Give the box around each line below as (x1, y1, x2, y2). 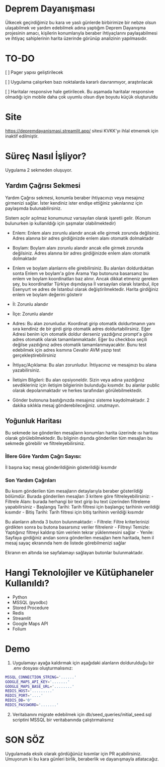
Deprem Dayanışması (5, 3, 95, 14)
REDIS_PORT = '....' (5, 693, 43, 698)
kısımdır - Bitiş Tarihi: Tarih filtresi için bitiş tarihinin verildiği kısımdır (5, 509, 144, 515)
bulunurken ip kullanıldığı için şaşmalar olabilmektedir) (5, 220, 116, 226)
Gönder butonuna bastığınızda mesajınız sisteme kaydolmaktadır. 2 (12, 397, 150, 403)
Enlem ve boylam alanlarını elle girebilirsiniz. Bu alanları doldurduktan (12, 265, 154, 271)
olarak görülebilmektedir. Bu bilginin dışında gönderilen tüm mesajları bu (5, 435, 153, 441)
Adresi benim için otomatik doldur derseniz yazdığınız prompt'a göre (12, 331, 153, 337)
